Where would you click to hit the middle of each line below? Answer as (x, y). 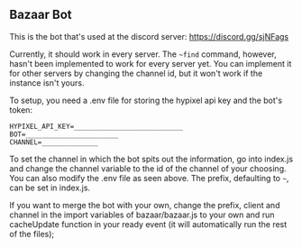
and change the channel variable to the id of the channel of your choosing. (148, 168)
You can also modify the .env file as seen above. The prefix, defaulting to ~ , (149, 178)
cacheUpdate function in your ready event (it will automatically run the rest (148, 224)
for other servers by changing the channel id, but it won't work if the (136, 73)
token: (21, 110)
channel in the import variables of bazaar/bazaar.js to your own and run (142, 215)
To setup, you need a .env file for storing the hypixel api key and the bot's (146, 100)
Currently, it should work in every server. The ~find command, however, (143, 54)
